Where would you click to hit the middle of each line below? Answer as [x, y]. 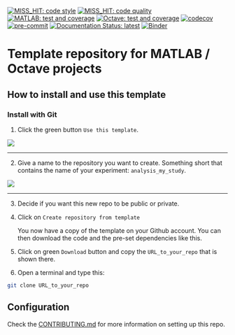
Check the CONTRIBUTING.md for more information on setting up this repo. [116, 324]
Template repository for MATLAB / [109, 54]
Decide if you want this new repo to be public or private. [98, 204]
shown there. [36, 259]
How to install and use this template [87, 94]
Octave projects [55, 69]
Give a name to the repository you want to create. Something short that [120, 163]
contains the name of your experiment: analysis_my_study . [102, 170]
